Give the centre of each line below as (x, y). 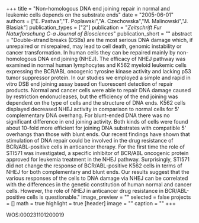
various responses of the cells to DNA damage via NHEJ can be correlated (97, 178)
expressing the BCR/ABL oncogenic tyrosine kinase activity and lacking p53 (99, 71)
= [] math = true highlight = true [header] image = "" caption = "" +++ (91, 203)
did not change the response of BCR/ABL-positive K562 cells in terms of (94, 166)
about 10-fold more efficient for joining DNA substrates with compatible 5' (96, 128)
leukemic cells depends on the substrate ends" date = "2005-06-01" (90, 15)
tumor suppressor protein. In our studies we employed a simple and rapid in (98, 77)
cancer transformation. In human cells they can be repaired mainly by (91, 52)
